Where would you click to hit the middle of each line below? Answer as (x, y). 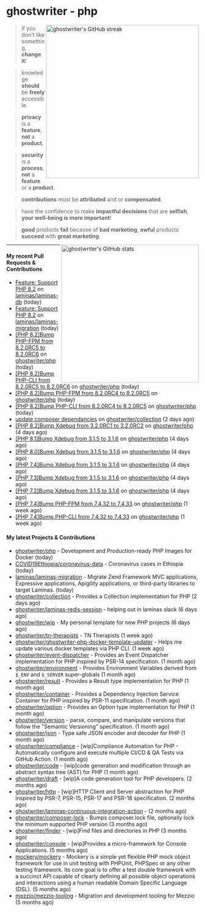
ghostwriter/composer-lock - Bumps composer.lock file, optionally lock (105, 818)
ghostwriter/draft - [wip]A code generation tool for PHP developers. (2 (103, 778)
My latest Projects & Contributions (51, 537)
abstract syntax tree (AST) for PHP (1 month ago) (77, 772)
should (30, 85)
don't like (33, 34)
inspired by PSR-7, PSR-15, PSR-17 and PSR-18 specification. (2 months (105, 798)
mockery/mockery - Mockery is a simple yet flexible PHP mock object (103, 857)
